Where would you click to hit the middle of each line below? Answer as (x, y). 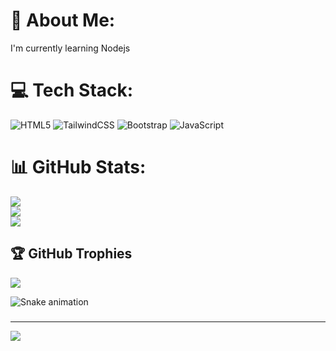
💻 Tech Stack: (72, 90)
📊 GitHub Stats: (78, 167)
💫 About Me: (63, 20)
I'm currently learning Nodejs (70, 48)
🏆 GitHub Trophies (71, 254)
